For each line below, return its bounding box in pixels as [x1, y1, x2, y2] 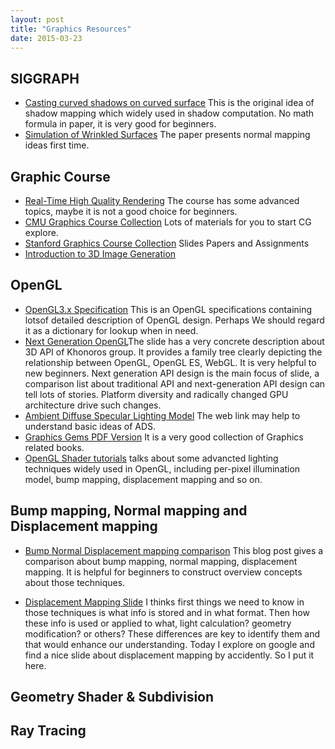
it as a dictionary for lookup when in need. [24, 324, 199, 336]
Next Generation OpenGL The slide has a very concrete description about [24, 335, 325, 347]
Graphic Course [10, 168, 111, 185]
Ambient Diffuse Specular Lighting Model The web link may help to [24, 409, 301, 421]
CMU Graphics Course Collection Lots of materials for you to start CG [24, 216, 312, 228]
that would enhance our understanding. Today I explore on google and [24, 638, 315, 650]
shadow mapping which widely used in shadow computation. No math [24, 107, 315, 120]
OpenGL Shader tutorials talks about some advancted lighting [24, 452, 279, 464]
